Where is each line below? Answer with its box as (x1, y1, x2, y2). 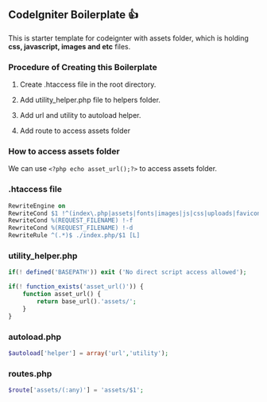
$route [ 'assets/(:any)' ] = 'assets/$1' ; (8, 386, 145, 394)
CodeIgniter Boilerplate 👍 (8, 8, 139, 21)
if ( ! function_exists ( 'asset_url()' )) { (8, 283, 145, 291)
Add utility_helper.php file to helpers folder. (19, 96, 161, 105)
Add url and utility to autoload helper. (19, 111, 141, 120)
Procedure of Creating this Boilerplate (8, 61, 157, 72)
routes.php (8, 368, 52, 379)
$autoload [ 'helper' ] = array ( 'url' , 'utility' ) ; (8, 349, 169, 357)
